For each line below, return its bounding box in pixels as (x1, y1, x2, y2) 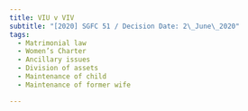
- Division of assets (17, 64, 99, 73)
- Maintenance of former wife (17, 80, 131, 89)
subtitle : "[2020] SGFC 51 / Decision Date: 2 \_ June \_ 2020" (9, 22, 241, 31)
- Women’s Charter (17, 47, 87, 56)
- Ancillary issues (17, 55, 91, 64)
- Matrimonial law (17, 38, 87, 48)
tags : (9, 30, 30, 39)
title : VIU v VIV (9, 13, 75, 23)
